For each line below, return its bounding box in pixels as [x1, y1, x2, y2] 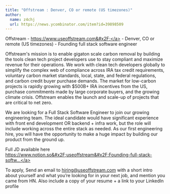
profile [5, 183, 19, 189]
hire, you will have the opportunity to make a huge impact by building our [5, 131, 158, 137]
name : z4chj [10, 17, 36, 22]
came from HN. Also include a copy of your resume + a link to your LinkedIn [5, 178, 164, 184]
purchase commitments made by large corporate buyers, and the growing [5, 89, 160, 95]
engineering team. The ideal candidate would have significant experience [5, 115, 159, 121]
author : [5, 12, 22, 17]
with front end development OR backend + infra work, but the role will [5, 120, 151, 126]
